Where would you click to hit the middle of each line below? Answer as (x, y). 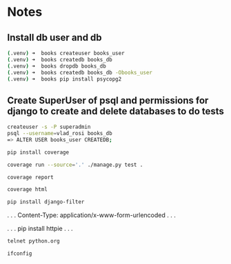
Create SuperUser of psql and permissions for (108, 100)
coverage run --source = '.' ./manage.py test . (75, 165)
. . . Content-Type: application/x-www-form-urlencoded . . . (91, 215)
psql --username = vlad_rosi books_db (60, 134)
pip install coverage (38, 152)
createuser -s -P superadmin (49, 127)
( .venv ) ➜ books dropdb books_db (57, 66)
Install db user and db (54, 38)
